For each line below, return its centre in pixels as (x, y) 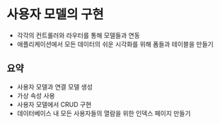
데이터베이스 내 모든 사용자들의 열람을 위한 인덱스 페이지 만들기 (104, 113)
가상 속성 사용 (36, 95)
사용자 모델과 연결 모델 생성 (55, 87)
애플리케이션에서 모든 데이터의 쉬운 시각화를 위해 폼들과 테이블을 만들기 (115, 44)
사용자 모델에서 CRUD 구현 (54, 104)
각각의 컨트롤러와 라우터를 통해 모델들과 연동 (79, 35)
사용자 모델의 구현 (55, 14)
